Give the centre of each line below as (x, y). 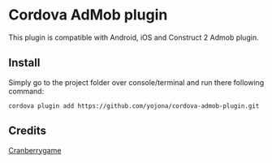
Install (24, 63)
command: (26, 91)
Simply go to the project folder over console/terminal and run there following (136, 82)
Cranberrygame (35, 150)
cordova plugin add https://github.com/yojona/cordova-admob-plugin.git (134, 106)
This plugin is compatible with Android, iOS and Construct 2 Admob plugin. (134, 37)
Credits (28, 131)
